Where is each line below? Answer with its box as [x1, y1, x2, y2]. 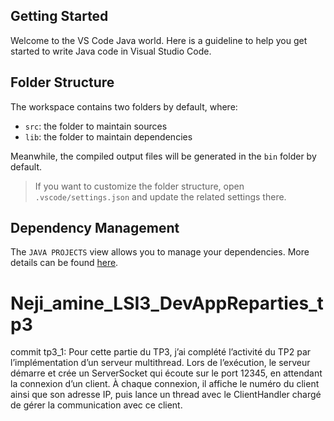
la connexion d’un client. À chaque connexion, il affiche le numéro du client [10, 378, 320, 390]
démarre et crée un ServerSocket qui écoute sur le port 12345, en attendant [10, 367, 323, 379]
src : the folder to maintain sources [24, 120, 168, 132]
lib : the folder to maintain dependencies [24, 130, 193, 143]
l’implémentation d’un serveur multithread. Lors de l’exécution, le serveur [10, 357, 311, 369]
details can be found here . [10, 257, 119, 269]
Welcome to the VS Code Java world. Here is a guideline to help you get [10, 34, 308, 46]
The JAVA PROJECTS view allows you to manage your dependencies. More [10, 246, 310, 258]
